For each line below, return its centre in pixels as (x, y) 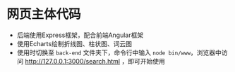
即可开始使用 (146, 61)
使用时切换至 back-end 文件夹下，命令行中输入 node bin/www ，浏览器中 (119, 52)
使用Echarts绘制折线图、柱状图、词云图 (74, 43)
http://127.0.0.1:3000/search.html (73, 61)
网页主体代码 (44, 14)
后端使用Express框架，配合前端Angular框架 (80, 35)
